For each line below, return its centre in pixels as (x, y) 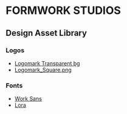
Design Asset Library (46, 33)
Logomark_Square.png (43, 70)
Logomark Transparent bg (47, 63)
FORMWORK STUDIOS (63, 11)
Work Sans (28, 99)
